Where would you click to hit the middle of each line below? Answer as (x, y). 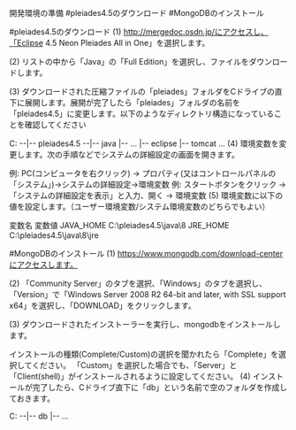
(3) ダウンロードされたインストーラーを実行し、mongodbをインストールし (145, 324)
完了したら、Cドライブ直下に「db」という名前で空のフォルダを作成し (160, 387)
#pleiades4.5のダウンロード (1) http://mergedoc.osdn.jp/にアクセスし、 (139, 32)
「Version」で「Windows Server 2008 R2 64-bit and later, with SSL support (148, 294)
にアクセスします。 (43, 265)
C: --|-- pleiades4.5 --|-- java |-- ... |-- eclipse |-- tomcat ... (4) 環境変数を (144, 143)
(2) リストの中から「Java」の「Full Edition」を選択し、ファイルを (129, 61)
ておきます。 (32, 398)
